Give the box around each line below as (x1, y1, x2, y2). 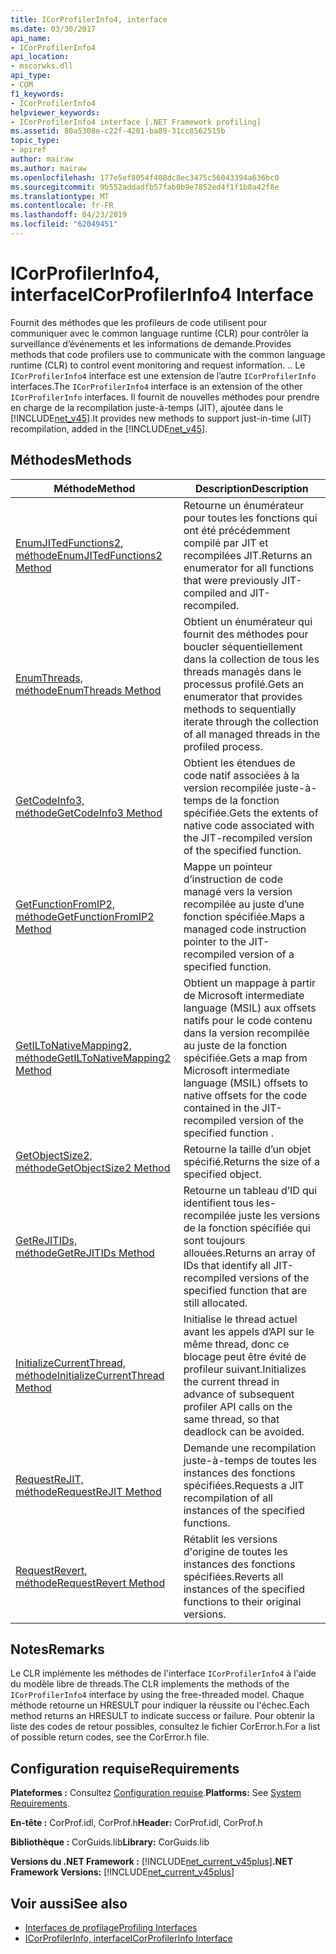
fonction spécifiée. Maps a (183, 909, 306, 923)
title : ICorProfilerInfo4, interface (10, 14, 168, 25)
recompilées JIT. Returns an (183, 548, 313, 562)
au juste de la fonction (183, 1038, 288, 1052)
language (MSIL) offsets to (183, 1076, 309, 1090)
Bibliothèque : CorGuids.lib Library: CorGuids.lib (10, 1836, 210, 1848)
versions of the (238, 1271, 310, 1285)
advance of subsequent (183, 1387, 295, 1401)
